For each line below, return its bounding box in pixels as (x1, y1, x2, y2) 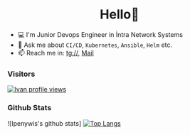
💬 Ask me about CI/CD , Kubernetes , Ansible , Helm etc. (17, 40, 173, 49)
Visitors (7, 69, 36, 79)
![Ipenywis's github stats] (7, 119, 82, 127)
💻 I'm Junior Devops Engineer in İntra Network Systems (17, 30, 184, 38)
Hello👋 (99, 6, 140, 23)
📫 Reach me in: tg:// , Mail (17, 48, 94, 57)
